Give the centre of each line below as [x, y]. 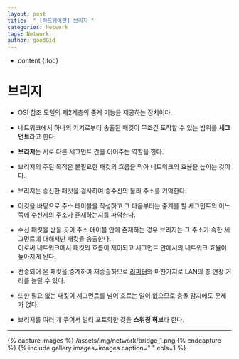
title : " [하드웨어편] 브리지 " [51, 21]
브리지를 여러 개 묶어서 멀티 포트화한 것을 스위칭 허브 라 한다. [101, 320]
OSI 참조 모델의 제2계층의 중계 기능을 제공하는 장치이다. [95, 113]
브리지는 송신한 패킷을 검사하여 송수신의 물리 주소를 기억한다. [102, 191]
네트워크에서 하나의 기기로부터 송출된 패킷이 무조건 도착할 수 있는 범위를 [117, 128]
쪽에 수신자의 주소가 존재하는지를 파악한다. [77, 215]
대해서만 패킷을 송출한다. [77, 239]
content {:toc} [38, 60]
